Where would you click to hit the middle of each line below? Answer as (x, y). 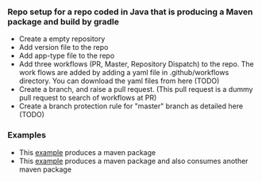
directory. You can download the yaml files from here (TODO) (119, 81)
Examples (27, 135)
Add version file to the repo (64, 47)
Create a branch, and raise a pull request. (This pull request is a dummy (136, 89)
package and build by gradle (64, 21)
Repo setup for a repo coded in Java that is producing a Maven (130, 12)
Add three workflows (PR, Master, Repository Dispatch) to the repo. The (137, 64)
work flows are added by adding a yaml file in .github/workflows (124, 73)
